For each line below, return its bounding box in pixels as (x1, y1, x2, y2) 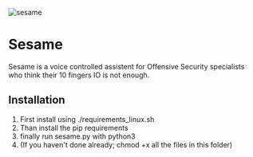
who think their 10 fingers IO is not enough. (8, 70, 150, 80)
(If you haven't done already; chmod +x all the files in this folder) (19, 139, 233, 149)
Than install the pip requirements (19, 123, 129, 132)
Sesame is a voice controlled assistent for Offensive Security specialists (8, 61, 245, 71)
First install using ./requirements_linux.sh (19, 114, 155, 124)
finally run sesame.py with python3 (19, 131, 136, 141)
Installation (8, 93, 65, 107)
